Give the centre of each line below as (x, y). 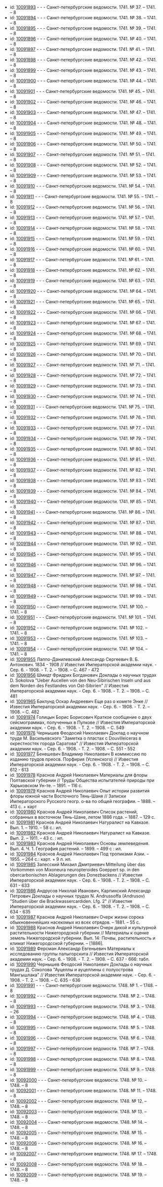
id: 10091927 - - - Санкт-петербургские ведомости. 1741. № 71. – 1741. (82, 365)
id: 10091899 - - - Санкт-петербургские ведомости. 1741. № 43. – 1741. (83, 70)
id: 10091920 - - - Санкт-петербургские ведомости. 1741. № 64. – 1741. (83, 291)
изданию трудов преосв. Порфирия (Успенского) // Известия (74, 759)
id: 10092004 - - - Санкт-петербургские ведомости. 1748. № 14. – (78, 1122)
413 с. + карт (23, 807)
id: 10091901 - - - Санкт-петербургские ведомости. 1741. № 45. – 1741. (83, 91)
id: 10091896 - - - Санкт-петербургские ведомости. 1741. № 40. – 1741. (83, 39)
